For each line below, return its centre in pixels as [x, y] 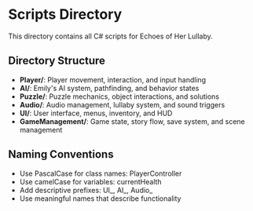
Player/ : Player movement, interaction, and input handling [113, 79]
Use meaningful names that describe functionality [100, 198]
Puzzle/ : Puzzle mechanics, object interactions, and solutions [119, 96]
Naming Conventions [61, 155]
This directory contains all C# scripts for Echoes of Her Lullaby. [111, 36]
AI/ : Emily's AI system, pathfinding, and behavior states [109, 88]
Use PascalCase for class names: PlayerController [101, 173]
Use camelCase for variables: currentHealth [91, 181]
